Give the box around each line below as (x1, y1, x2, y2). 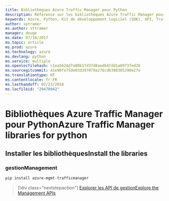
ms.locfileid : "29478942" (5, 86, 59, 92)
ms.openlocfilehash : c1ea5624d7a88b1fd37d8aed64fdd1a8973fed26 (5, 63, 141, 68)
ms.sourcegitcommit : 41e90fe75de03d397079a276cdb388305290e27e (5, 68, 141, 73)
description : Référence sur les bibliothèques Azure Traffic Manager (5, 12, 154, 17)
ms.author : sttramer (5, 26, 49, 31)
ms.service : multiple (5, 59, 51, 64)
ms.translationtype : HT (5, 73, 55, 78)
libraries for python (5, 129, 88, 141)
